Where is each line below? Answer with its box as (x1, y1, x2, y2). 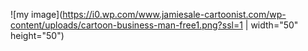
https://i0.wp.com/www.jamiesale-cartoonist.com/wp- (62, 9, 287, 20)
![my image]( (10, 9, 63, 20)
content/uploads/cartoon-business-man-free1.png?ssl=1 (10, 19, 243, 31)
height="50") (10, 30, 65, 41)
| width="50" (244, 19, 299, 31)
